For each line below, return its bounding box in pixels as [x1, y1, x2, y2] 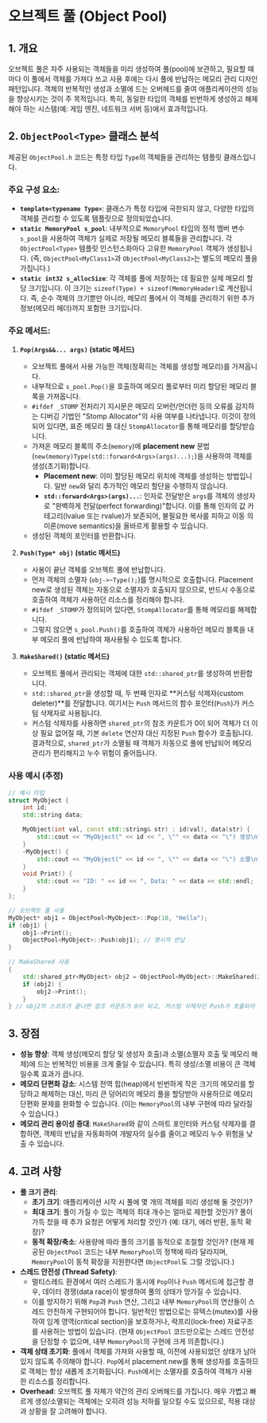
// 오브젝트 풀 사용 [8, 906, 65, 914]
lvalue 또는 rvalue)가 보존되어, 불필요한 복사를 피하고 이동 [65, 511, 246, 521]
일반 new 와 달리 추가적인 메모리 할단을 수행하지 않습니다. [54, 482, 228, 491]
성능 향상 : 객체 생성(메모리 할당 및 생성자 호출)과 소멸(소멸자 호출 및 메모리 [19, 1049, 250, 1059]
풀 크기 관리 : [19, 1187, 58, 1197]
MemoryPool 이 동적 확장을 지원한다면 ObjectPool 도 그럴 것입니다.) [31, 1256, 235, 1266]
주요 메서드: [8, 325, 51, 336]
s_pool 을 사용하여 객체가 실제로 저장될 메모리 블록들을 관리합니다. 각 [19, 234, 233, 243]
